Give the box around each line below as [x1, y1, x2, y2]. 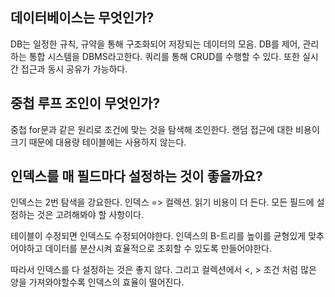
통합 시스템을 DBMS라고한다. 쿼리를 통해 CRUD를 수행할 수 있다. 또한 [28, 50, 300, 62]
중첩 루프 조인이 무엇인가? [10, 95, 161, 112]
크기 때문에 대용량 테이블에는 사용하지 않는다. [10, 136, 187, 148]
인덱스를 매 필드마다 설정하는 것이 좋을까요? [10, 168, 263, 185]
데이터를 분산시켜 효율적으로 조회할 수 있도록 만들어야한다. [44, 243, 272, 255]
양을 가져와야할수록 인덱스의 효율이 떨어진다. [10, 276, 185, 288]
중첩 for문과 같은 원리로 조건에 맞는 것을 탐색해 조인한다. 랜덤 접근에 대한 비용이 [10, 123, 320, 135]
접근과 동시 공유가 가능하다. [20, 63, 128, 75]
